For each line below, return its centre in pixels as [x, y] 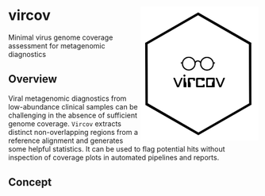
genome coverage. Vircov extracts [65, 123]
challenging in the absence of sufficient [73, 115]
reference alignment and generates [66, 140]
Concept [30, 182]
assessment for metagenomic [57, 45]
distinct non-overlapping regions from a [73, 132]
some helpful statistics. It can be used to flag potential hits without [117, 148]
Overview [33, 79]
